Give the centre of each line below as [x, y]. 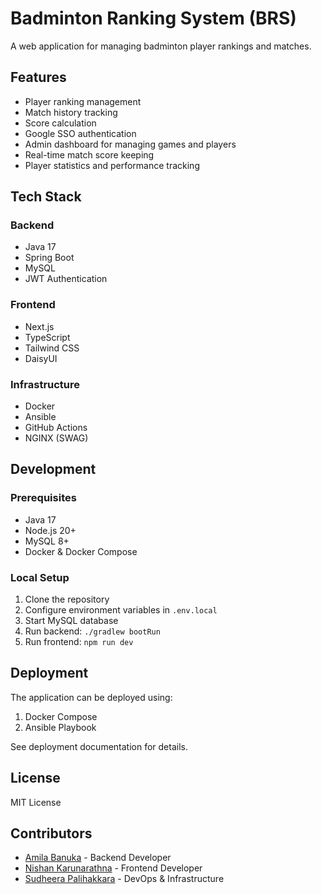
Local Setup [40, 577]
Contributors [51, 833]
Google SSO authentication [80, 133]
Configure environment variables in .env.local [121, 610]
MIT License [36, 802]
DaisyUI [41, 358]
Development [53, 469]
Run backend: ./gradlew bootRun [92, 631]
